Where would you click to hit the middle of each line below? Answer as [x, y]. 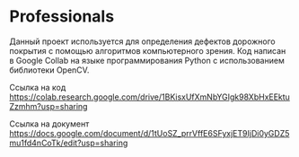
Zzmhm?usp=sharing [48, 106]
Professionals [62, 17]
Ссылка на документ [49, 124]
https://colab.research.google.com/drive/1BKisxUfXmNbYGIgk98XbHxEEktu [149, 97]
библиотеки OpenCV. [49, 70]
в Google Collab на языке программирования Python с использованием [147, 60]
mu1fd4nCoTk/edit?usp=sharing [69, 143]
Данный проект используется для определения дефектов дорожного [142, 41]
